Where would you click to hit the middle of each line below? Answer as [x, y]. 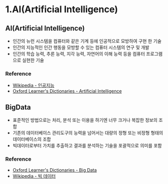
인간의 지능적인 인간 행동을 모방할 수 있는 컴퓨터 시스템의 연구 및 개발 [81, 47]
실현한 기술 [33, 60]
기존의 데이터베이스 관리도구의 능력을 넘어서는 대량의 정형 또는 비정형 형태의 [88, 133]
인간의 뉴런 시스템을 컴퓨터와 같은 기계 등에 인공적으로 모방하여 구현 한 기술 [87, 41]
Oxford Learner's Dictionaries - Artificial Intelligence [67, 91]
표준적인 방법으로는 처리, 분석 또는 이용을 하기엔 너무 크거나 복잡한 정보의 [85, 120]
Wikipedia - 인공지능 [33, 86]
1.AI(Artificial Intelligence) [62, 9]
